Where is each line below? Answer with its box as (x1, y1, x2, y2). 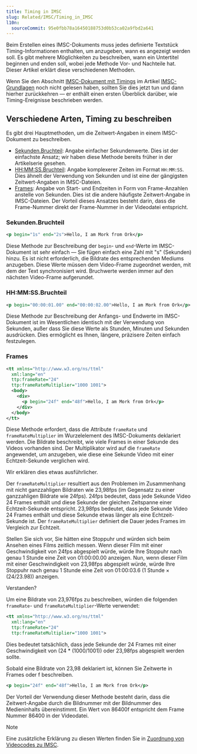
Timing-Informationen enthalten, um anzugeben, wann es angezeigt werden (6, 48, 191, 55)
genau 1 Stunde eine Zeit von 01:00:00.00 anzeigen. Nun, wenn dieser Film (6, 554, 188, 562)
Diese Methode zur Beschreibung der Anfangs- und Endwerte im (6, 312, 163, 319)
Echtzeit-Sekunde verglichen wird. (6, 457, 90, 464)
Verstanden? (6, 585, 37, 592)
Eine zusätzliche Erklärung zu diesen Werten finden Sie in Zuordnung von (6, 735, 185, 742)
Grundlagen (6, 84, 35, 92)
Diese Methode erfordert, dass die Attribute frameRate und (6, 426, 148, 433)
